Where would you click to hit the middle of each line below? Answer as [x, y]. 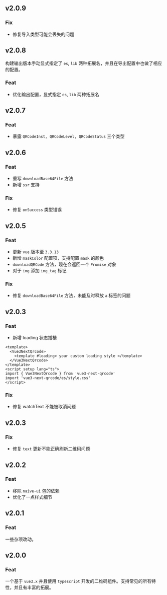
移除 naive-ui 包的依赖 [36, 491]
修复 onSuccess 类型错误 [37, 210]
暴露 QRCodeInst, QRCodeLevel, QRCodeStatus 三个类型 [68, 136]
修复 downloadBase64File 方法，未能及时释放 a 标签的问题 [71, 295]
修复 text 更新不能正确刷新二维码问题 [51, 449]
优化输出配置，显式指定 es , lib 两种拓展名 [56, 94]
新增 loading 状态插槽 [35, 338]
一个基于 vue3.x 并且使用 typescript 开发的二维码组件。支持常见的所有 [78, 581]
